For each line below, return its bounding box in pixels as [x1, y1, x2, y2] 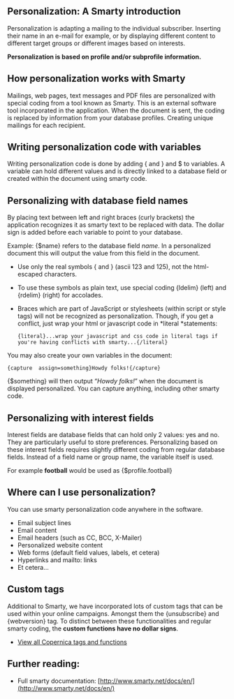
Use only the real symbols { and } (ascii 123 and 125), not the [17, 263, 193, 271]
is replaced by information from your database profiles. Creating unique [7, 113, 214, 122]
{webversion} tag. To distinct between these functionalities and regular [7, 617, 212, 625]
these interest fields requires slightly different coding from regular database [7, 446, 225, 454]
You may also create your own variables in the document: [7, 351, 173, 360]
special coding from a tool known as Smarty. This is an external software [7, 98, 217, 107]
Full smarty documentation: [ [17, 677, 101, 685]
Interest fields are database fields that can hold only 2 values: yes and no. [7, 431, 220, 439]
